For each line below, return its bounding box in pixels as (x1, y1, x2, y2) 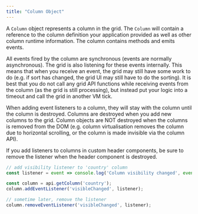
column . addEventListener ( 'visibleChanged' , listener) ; (6, 186, 144, 192)
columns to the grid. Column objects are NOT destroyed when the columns (6, 116, 188, 124)
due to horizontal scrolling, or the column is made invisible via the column (6, 129, 184, 136)
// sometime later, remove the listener (6, 197, 107, 203)
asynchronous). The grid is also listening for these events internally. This (6, 61, 183, 68)
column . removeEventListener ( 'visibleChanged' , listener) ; (6, 202, 151, 208)
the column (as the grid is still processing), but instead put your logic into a (6, 86, 188, 93)
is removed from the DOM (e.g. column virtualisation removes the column (6, 123, 184, 130)
